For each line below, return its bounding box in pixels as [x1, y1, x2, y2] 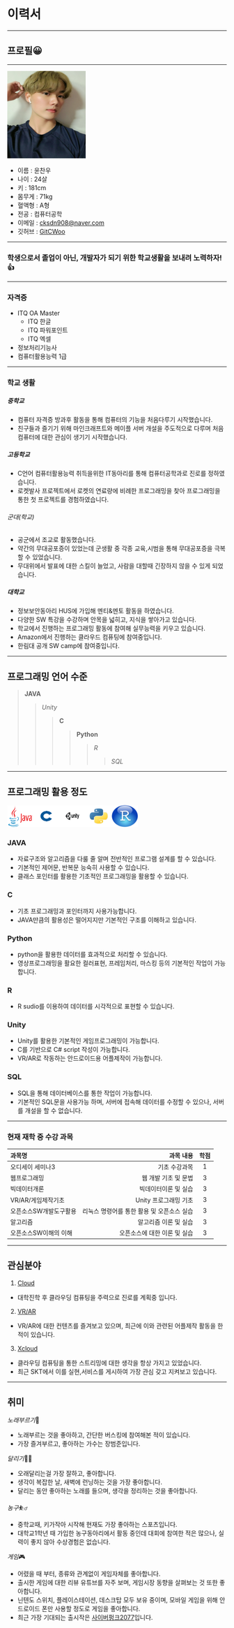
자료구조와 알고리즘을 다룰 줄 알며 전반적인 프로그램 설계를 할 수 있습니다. [17, 855, 217, 863]
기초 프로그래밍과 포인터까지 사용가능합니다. [17, 907, 137, 915]
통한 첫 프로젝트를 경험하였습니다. [17, 495, 109, 504]
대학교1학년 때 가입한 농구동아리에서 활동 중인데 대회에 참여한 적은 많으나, [17, 1529, 217, 1537]
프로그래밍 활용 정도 [7, 786, 88, 798]
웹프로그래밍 [10, 1174, 45, 1182]
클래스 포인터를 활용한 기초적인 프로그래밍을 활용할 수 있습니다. [17, 872, 189, 881]
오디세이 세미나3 [10, 1162, 56, 1171]
